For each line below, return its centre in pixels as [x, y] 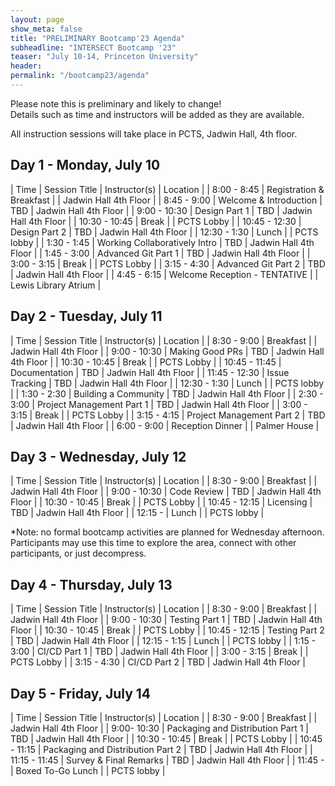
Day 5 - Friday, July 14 [81, 693]
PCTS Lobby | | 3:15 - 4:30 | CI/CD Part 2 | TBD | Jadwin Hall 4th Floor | [158, 662]
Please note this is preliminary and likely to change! [116, 103]
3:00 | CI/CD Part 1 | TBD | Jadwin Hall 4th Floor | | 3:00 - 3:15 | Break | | [159, 652]
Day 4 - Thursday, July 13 [91, 584]
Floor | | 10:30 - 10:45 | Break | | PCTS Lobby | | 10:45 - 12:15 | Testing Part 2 [167, 630]
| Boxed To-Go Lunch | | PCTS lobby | [88, 770]
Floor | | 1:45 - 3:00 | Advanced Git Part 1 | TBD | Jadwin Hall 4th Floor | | [160, 253]
